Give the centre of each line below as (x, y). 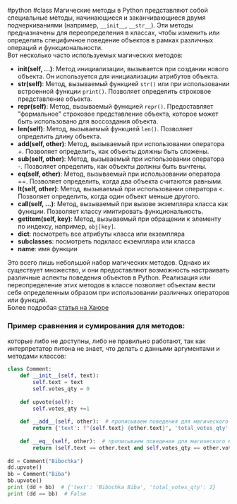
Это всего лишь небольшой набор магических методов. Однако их (109, 263)
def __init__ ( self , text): (60, 376)
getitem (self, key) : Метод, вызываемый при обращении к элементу (119, 219)
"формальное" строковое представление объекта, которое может (118, 114)
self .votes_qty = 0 (61, 389)
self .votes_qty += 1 (61, 409)
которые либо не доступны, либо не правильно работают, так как (107, 341)
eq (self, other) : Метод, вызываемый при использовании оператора (119, 174)
